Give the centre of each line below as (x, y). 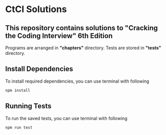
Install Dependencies (39, 69)
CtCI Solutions (36, 9)
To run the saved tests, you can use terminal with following (66, 118)
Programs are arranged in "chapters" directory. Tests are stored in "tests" (83, 48)
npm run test (19, 127)
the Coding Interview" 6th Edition (59, 36)
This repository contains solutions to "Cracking (81, 28)
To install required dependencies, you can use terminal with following (77, 81)
